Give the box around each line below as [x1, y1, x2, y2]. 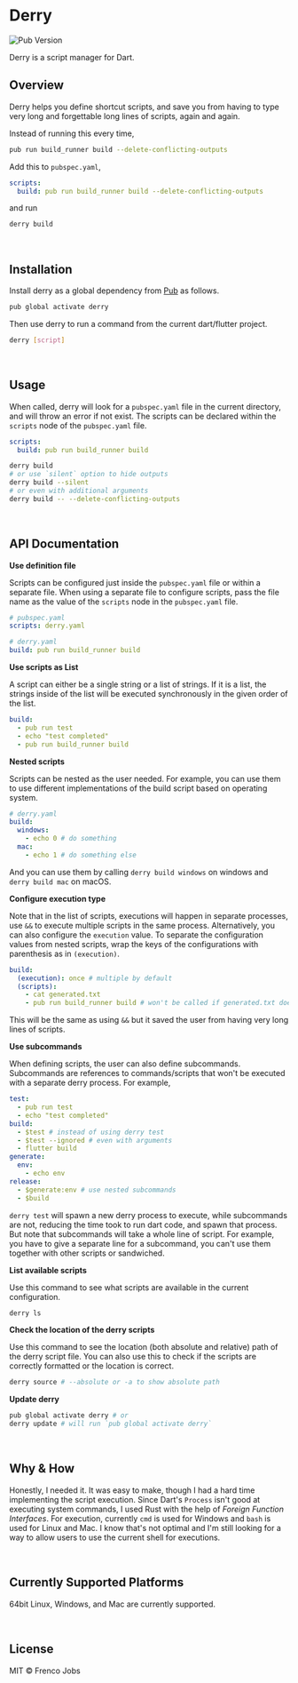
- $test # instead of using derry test [17, 1128, 165, 1137]
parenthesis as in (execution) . [9, 948, 120, 959]
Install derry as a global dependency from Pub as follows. [9, 285, 220, 296]
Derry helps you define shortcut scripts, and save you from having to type [9, 101, 279, 112]
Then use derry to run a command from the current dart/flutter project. [9, 318, 268, 329]
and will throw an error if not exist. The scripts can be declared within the [9, 411, 277, 421]
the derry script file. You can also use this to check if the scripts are [9, 1352, 257, 1362]
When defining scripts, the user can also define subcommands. [9, 1058, 241, 1069]
